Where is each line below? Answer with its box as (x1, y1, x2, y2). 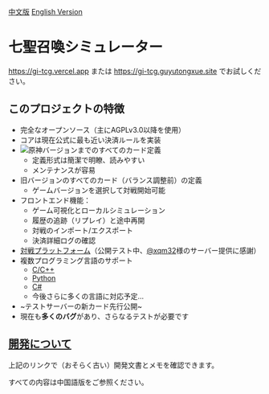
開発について (8, 337, 72, 351)
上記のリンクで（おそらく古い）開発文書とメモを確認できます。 (8, 360, 219, 370)
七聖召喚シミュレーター (8, 39, 163, 56)
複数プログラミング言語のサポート (19, 256, 133, 265)
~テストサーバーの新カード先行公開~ (19, 301, 143, 311)
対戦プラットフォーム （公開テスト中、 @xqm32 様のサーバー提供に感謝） (19, 245, 261, 255)
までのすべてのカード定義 (77, 145, 161, 154)
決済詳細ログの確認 (31, 236, 96, 245)
